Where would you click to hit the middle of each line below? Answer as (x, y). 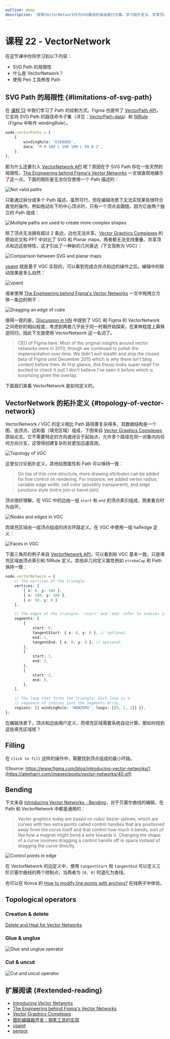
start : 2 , (42, 675)
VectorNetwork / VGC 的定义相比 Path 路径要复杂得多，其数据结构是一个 (81, 424)
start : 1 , (42, 657)
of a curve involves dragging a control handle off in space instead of (89, 840)
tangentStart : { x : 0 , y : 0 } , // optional (79, 633)
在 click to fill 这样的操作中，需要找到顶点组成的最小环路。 (70, 758)
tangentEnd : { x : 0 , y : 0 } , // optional (77, 642)
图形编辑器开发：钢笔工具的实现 (46, 1020)
